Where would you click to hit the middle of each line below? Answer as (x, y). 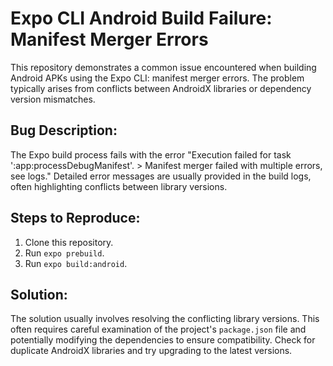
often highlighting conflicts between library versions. (119, 186)
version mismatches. (53, 99)
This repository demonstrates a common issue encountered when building (163, 67)
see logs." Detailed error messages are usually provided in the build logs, (161, 176)
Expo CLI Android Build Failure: (141, 18)
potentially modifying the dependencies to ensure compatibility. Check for (163, 340)
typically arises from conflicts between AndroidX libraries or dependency (161, 88)
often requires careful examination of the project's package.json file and (158, 329)
